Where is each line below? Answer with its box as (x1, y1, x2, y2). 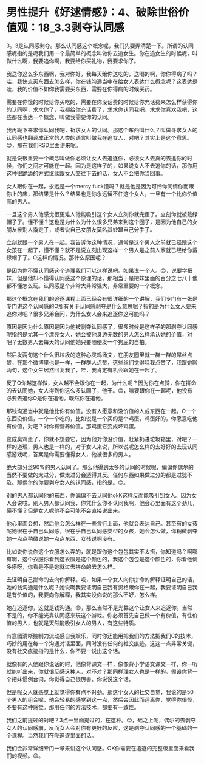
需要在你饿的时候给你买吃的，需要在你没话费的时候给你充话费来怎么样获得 (6, 98, 192, 105)
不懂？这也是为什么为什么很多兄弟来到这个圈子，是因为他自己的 (32, 218, 192, 225)
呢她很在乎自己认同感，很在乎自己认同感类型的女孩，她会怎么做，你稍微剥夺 (6, 527, 198, 535)
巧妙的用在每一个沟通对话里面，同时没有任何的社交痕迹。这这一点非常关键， (6, 639, 198, 647)
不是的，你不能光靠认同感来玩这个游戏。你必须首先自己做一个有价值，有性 (6, 611, 192, 619)
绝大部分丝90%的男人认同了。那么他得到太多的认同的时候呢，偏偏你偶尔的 (6, 463, 194, 471)
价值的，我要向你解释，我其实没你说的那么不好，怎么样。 (16, 591, 161, 599)
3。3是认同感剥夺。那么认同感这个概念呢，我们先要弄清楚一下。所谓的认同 (6, 42, 194, 49)
